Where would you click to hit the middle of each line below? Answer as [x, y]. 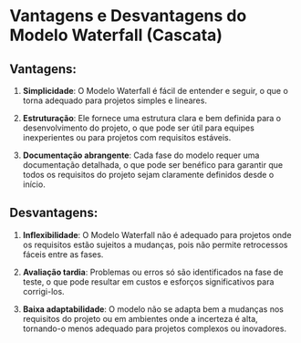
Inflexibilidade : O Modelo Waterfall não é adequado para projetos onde [157, 234]
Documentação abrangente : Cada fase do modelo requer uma [141, 155]
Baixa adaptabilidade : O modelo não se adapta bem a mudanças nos [153, 309]
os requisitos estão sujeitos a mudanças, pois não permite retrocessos [155, 244]
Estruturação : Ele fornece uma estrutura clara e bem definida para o [152, 118]
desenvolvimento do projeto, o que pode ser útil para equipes [139, 128]
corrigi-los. [44, 291]
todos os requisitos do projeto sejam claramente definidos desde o [148, 175]
